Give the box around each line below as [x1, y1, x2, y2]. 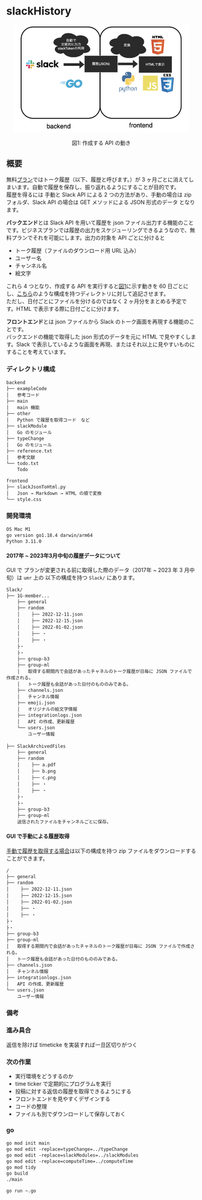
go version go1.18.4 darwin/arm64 [6, 532, 93, 539]
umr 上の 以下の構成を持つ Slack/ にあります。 [23, 574, 138, 581]
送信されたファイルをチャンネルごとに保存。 [17, 819, 112, 825]
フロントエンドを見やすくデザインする [14, 1095, 110, 1103]
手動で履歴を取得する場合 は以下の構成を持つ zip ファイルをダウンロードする [6, 847, 197, 854]
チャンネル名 [14, 262, 47, 269]
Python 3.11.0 [6, 538, 42, 545]
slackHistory [6, 4, 72, 18]
